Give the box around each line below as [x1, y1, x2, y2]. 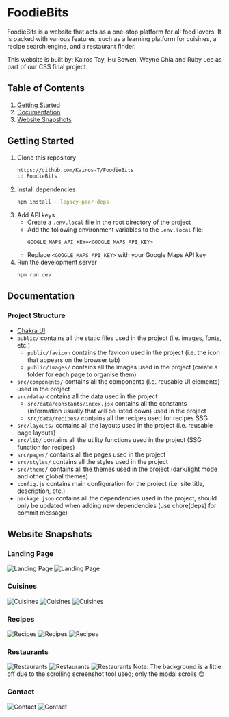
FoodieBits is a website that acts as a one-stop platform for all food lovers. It [7, 27, 221, 36]
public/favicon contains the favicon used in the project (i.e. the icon [27, 348, 221, 356]
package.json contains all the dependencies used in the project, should [16, 494, 217, 502]
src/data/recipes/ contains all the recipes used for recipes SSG [27, 413, 208, 422]
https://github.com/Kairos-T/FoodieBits [16, 167, 134, 173]
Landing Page [7, 549, 54, 559]
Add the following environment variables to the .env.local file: [27, 226, 204, 234]
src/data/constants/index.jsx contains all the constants [27, 399, 187, 407]
